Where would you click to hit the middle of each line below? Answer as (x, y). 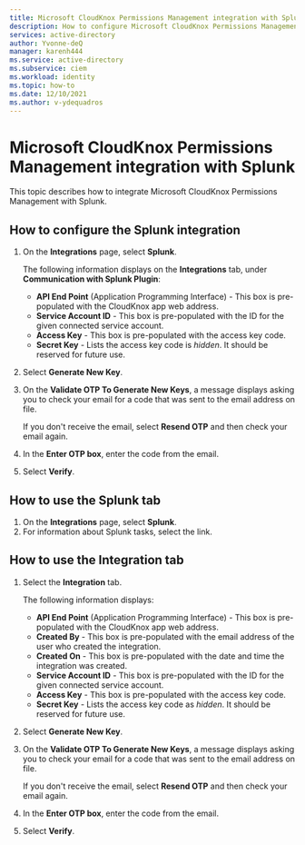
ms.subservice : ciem (49, 69)
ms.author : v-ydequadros (56, 102)
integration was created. (82, 665)
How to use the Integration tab (97, 560)
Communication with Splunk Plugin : (92, 279)
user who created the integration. (98, 646)
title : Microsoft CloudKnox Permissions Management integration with (144, 18)
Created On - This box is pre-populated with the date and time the (160, 656)
